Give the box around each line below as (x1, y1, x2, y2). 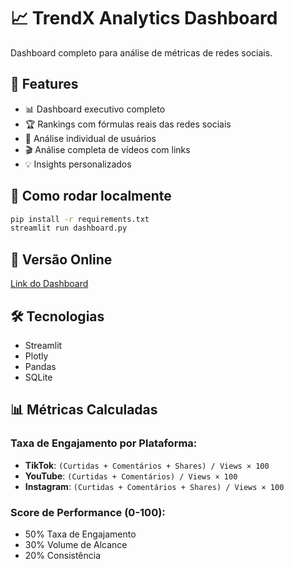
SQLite (24, 371, 53, 383)
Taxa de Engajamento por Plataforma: (10, 436, 198, 450)
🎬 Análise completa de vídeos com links (24, 143, 191, 155)
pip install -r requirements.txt (10, 214, 150, 224)
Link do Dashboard (10, 278, 89, 290)
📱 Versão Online (10, 251, 113, 268)
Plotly (24, 350, 49, 362)
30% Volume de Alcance (24, 538, 128, 550)
